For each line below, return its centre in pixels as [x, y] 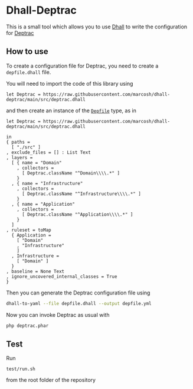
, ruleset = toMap [29, 230]
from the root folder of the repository [51, 380]
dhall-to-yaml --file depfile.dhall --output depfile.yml [79, 303]
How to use [27, 52]
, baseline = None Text [35, 271]
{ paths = [18, 142]
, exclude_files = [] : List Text [49, 152]
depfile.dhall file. [29, 72]
